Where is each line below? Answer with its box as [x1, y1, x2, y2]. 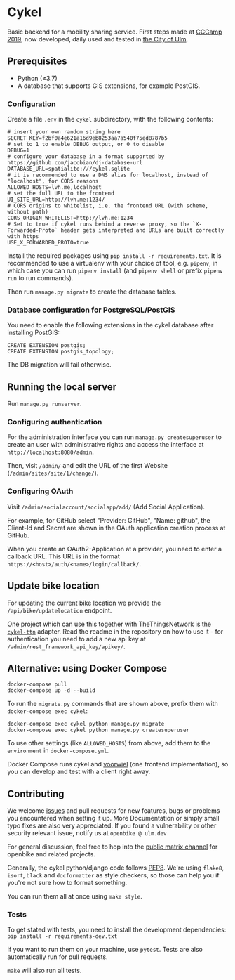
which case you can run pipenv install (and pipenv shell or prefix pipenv [7, 266, 223, 275]
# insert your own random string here [7, 129, 121, 136]
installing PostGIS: [7, 328, 60, 337]
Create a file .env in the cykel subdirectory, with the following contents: [7, 115, 214, 124]
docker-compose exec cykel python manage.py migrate [7, 721, 165, 728]
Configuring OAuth [7, 486, 74, 496]
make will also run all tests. [7, 967, 82, 975]
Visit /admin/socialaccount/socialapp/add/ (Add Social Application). [7, 502, 206, 511]
